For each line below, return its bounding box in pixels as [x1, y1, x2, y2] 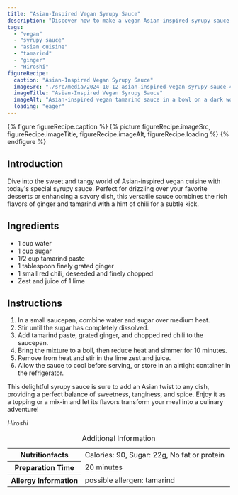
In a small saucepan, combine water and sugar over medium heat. [17, 316, 210, 325]
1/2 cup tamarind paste [17, 254, 85, 263]
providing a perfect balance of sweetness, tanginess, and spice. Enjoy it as [7, 390, 226, 398]
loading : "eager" [13, 103, 65, 110]
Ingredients [7, 220, 59, 232]
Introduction [7, 158, 64, 170]
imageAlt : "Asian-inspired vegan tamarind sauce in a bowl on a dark [13, 97, 223, 104]
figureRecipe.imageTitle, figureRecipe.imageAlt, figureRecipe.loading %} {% [7, 129, 229, 138]
